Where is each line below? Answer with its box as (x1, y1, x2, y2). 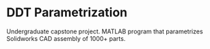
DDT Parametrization (6, 5, 128, 20)
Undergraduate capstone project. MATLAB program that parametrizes (6, 27, 203, 35)
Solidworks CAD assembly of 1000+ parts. (6, 34, 126, 42)
